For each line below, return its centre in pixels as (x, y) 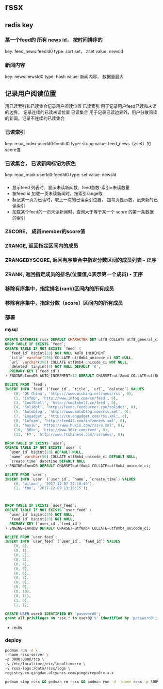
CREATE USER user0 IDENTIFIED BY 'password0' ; (53, 614)
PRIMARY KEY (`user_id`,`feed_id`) (45, 524)
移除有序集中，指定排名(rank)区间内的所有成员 (59, 289)
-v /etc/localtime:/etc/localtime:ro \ (45, 664)
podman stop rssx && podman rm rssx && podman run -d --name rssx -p (77, 682)
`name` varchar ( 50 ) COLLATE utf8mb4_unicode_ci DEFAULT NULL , (73, 457)
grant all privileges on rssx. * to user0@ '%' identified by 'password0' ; (81, 618)
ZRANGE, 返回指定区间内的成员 (42, 246)
